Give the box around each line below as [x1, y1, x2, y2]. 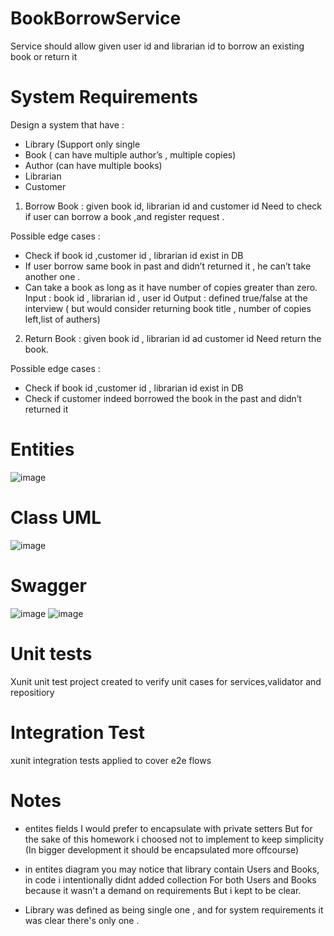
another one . [24, 270, 81, 282]
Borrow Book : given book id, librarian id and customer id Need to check [24, 200, 323, 212]
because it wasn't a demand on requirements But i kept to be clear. [24, 884, 302, 896]
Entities [10, 438, 75, 461]
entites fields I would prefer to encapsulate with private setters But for [24, 822, 313, 834]
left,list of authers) [24, 313, 101, 325]
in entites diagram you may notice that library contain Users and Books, [24, 863, 320, 875]
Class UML [10, 507, 102, 529]
